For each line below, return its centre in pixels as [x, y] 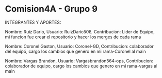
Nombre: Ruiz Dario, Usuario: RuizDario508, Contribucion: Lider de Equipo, [80, 31]
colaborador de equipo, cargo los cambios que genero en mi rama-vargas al [81, 66]
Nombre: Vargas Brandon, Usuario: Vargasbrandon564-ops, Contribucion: [79, 61]
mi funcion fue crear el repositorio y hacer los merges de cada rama [73, 37]
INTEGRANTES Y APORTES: [33, 22]
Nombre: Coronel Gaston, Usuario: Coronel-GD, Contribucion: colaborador [79, 46]
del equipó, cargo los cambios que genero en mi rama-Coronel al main [76, 51]
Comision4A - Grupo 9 [51, 9]
